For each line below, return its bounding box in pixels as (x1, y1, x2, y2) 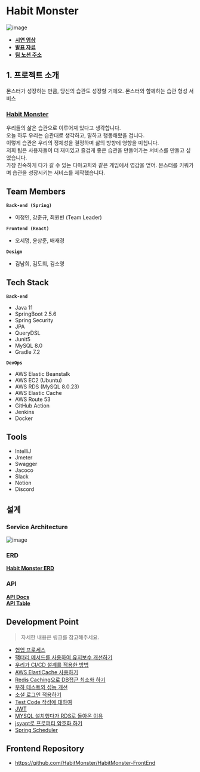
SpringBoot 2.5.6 (14, 310, 57, 317)
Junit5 (14, 335, 31, 342)
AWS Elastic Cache (14, 389, 62, 396)
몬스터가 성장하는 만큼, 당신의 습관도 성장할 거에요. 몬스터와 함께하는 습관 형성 (6, 87, 188, 94)
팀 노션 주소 (14, 51, 42, 58)
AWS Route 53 (14, 396, 51, 403)
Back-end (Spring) (6, 202, 52, 208)
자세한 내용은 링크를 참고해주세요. (20, 634, 100, 641)
